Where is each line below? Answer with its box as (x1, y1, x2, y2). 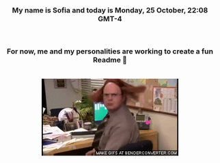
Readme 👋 (93, 55, 127, 65)
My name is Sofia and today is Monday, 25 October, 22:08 (12, 5, 208, 15)
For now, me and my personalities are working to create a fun (6, 47, 214, 56)
